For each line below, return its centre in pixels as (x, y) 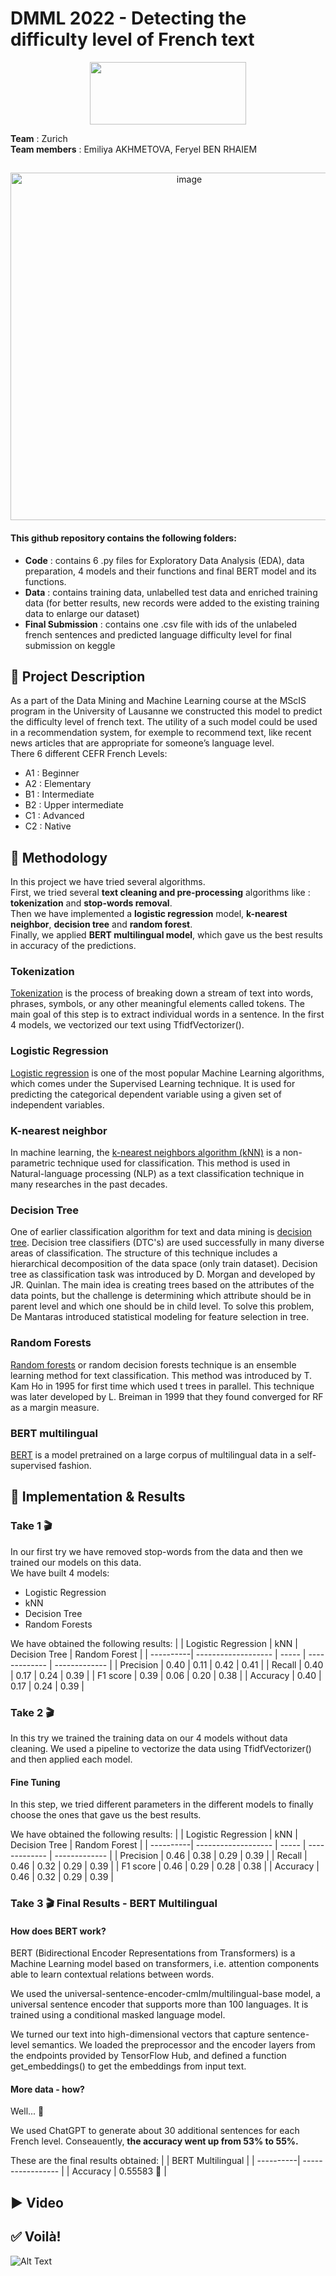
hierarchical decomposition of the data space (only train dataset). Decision (164, 1264)
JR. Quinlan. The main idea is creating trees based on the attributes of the (162, 1285)
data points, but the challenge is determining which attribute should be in (161, 1296)
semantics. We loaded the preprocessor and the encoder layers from (173, 2045)
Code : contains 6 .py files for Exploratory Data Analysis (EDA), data (164, 560)
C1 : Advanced (54, 816)
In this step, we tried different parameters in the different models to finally (162, 1804)
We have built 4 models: (60, 1573)
